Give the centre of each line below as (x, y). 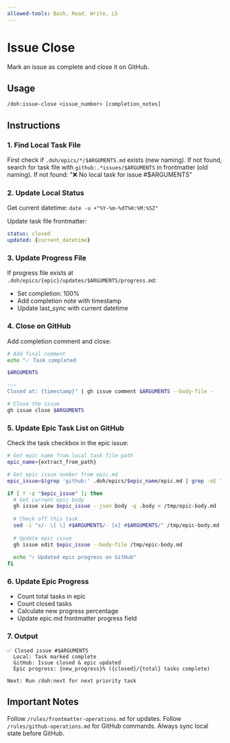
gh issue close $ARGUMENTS (46, 410)
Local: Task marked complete (55, 657)
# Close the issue (33, 404)
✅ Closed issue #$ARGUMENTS (48, 651)
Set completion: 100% (48, 294)
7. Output (23, 636)
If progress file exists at (40, 273)
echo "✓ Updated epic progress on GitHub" (75, 558)
